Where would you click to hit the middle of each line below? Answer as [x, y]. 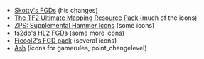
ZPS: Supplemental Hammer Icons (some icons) [84, 25]
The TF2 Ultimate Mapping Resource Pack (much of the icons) [106, 18]
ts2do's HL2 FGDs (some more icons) [69, 33]
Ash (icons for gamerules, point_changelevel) [80, 48]
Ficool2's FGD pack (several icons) [65, 41]
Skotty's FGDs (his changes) [56, 10]
